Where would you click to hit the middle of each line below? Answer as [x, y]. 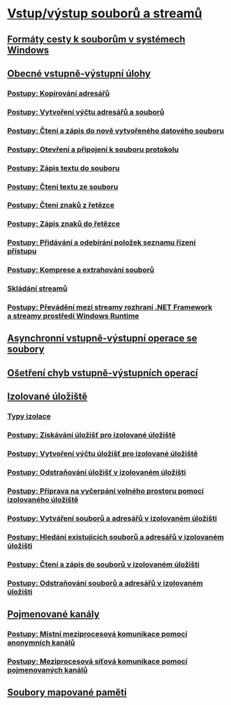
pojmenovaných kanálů [48, 670]
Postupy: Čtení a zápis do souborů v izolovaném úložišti [103, 564]
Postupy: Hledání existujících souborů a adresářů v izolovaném [115, 537]
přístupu [22, 251]
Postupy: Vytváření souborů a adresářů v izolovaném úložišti [112, 518]
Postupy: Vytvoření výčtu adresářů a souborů [86, 112]
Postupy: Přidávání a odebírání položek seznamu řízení [102, 243]
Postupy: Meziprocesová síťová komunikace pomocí [97, 661]
